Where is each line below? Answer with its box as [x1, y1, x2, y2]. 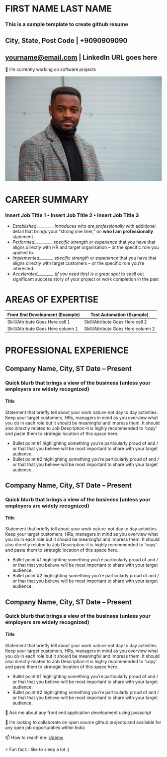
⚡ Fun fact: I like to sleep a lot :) [5, 746, 70, 752]
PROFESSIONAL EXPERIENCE [5, 345, 129, 356]
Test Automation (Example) [90, 312, 149, 318]
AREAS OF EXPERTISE [5, 294, 98, 305]
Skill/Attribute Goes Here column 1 [7, 326, 79, 332]
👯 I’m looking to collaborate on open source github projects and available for [5, 719, 162, 725]
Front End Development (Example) [7, 312, 81, 318]
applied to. [12, 250, 35, 256]
